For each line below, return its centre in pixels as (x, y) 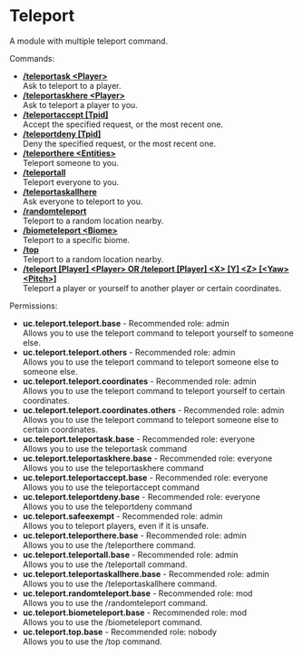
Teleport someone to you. (71, 162)
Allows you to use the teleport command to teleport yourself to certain (154, 390)
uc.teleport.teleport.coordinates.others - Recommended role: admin (153, 410)
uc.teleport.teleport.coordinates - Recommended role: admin (139, 381)
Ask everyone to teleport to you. (83, 201)
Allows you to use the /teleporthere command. (109, 544)
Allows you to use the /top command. (92, 641)
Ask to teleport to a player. (72, 85)
